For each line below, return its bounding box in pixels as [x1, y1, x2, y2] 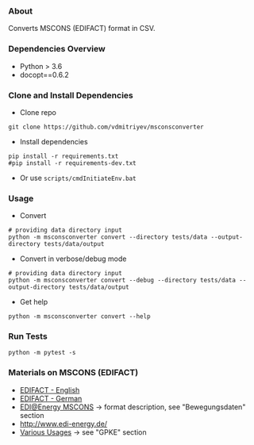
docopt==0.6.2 [19, 70, 69, 79]
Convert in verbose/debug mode [19, 254, 127, 263]
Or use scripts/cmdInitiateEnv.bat [19, 173, 137, 182]
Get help [19, 297, 48, 307]
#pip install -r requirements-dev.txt [8, 159, 137, 167]
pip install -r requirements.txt [8, 152, 119, 160]
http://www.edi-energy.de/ [19, 419, 108, 428]
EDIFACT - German [19, 393, 83, 403]
